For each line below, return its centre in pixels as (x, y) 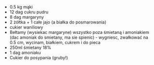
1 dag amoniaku (25, 53)
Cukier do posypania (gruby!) (39, 58)
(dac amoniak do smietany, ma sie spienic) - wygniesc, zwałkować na (79, 37)
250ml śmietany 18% (30, 48)
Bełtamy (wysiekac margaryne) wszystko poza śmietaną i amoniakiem (79, 32)
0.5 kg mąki (21, 7)
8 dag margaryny (27, 17)
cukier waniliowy (26, 27)
